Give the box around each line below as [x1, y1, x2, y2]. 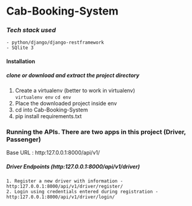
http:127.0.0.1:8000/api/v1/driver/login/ [6, 194, 115, 201]
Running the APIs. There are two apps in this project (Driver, [6, 127, 187, 136]
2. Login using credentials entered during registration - [6, 189, 159, 195]
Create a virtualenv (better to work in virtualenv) [15, 87, 135, 95]
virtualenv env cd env [15, 95, 71, 101]
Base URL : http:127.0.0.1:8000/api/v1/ [6, 149, 100, 156]
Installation [6, 58, 35, 65]
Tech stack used [6, 26, 56, 35]
